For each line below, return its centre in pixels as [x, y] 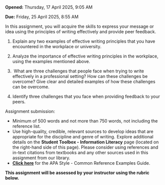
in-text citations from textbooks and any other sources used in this [80, 153]
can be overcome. [31, 87]
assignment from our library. [41, 158]
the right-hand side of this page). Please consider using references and [85, 147]
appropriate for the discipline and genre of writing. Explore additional [83, 137]
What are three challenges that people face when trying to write [79, 71]
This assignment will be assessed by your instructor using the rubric [77, 173]
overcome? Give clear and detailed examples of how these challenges [84, 82]
